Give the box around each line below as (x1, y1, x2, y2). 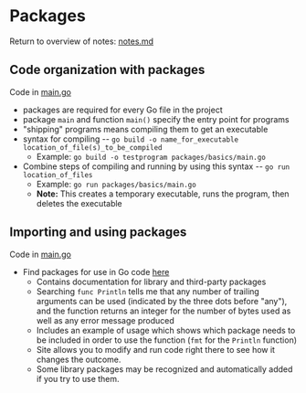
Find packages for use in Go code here (22, 266, 170, 277)
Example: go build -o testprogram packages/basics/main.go (36, 151, 267, 162)
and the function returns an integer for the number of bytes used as (36, 305, 291, 316)
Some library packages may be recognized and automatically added (36, 363, 293, 375)
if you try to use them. (36, 373, 121, 384)
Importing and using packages (9, 225, 187, 240)
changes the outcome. (36, 354, 121, 365)
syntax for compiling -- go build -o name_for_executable (22, 133, 239, 144)
